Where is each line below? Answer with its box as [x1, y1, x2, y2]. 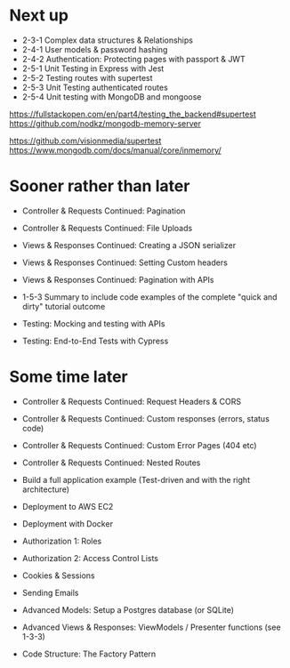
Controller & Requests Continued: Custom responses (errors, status [21, 413, 270, 423]
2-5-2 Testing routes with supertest [21, 72, 153, 83]
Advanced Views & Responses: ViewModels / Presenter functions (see [21, 622, 282, 632]
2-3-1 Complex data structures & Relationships [21, 35, 194, 45]
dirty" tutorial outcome [21, 301, 106, 311]
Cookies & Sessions [21, 570, 95, 581]
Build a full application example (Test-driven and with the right [21, 474, 251, 485]
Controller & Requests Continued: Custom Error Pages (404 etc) [21, 439, 257, 450]
